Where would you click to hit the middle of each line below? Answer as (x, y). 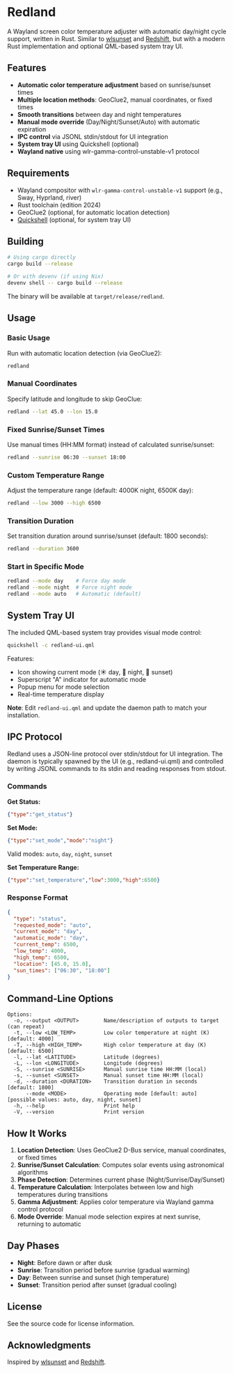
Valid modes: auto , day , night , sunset (60, 854)
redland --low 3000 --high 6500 (54, 503)
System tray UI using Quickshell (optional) (78, 144)
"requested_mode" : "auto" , (53, 925)
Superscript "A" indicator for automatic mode (82, 679)
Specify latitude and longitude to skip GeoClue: (75, 399)
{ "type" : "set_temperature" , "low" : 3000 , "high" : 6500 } (83, 880)
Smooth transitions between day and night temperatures (99, 114)
